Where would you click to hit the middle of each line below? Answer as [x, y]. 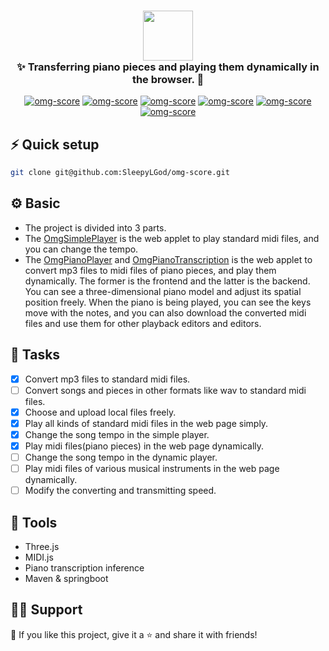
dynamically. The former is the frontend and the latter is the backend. [167, 281]
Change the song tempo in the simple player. [117, 434]
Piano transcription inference [84, 567]
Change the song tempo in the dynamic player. [121, 457]
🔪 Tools [34, 522]
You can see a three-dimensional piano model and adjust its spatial [163, 291]
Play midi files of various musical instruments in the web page [152, 469]
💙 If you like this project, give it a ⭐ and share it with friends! [134, 634]
